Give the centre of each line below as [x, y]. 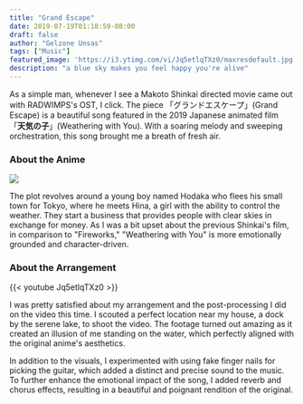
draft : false [34, 34]
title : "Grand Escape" [52, 18]
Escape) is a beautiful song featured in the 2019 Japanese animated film [144, 115]
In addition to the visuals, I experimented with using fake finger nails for [142, 361]
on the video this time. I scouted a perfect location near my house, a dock [147, 314]
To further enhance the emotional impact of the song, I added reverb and [146, 380]
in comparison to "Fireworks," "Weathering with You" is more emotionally [146, 235]
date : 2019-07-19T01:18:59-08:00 [72, 26]
